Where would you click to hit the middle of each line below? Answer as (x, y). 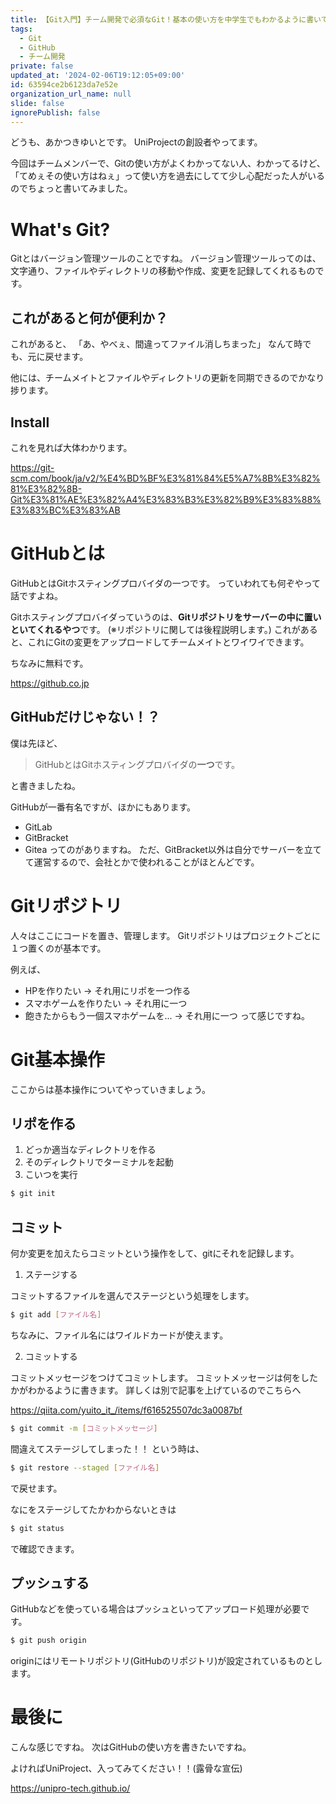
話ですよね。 (36, 595)
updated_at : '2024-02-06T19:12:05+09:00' (98, 76)
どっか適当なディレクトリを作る (90, 1150)
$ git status (37, 1528)
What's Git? (60, 229)
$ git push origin (48, 1641)
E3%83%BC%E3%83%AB (65, 510)
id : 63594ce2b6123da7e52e (64, 85)
